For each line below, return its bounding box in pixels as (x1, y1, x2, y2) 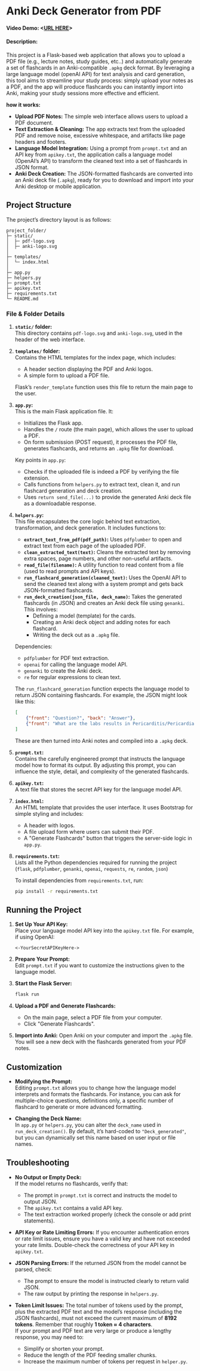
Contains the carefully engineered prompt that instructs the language (14, 755, 185, 762)
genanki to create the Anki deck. (23, 667, 103, 674)
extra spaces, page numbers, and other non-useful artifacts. (23, 555, 173, 562)
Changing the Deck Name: (14, 1115, 82, 1122)
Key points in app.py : (14, 456, 66, 464)
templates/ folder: (14, 347, 60, 355)
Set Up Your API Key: (14, 921, 68, 928)
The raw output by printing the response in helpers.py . (23, 1290, 159, 1297)
